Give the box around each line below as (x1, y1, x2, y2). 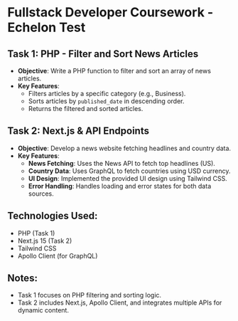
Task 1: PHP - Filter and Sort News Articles (7, 48, 199, 60)
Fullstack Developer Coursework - (7, 4, 214, 21)
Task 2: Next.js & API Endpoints (7, 125, 149, 137)
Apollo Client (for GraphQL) (17, 251, 98, 260)
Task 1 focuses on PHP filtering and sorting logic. (17, 291, 162, 300)
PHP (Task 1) (17, 228, 55, 237)
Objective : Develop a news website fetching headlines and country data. (17, 144, 232, 152)
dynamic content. (17, 306, 70, 315)
